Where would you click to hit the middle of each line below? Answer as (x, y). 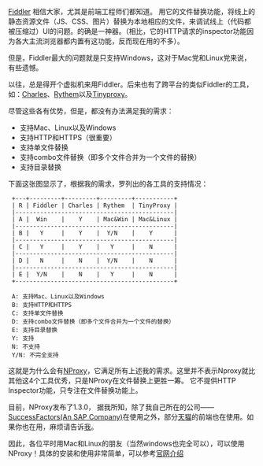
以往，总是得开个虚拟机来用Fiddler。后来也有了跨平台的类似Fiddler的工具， (131, 84)
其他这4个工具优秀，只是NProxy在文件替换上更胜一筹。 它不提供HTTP (122, 381)
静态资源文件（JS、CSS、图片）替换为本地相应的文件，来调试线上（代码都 (130, 21)
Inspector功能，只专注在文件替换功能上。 (76, 390)
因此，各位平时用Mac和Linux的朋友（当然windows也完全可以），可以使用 (126, 444)
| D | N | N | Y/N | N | (94, 261)
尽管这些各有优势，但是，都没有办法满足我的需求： (91, 111)
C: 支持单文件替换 (37, 313)
